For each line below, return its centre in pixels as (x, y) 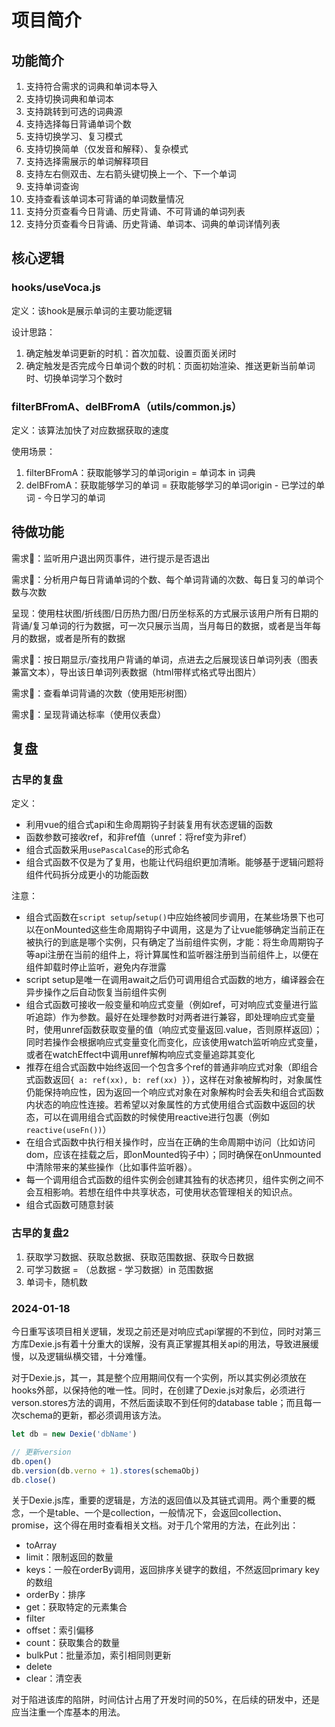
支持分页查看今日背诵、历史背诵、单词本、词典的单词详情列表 (153, 224)
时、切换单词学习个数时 (74, 378)
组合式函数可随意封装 (69, 1205)
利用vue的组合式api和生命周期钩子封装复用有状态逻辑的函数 (149, 825)
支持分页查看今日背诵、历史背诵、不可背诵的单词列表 (135, 211)
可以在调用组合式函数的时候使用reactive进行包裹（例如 (156, 1117)
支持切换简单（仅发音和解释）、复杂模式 (107, 149)
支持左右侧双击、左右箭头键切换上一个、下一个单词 (131, 174)
